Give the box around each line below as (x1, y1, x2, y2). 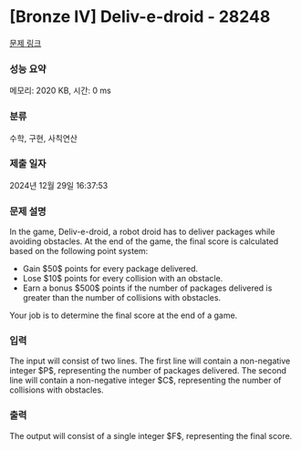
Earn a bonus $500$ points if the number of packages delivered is (22, 282, 273, 293)
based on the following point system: (9, 246, 149, 257)
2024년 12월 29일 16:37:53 (9, 179, 109, 190)
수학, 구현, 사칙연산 (9, 132, 78, 143)
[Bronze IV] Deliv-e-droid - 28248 (9, 6, 271, 27)
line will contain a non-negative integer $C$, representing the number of (9, 375, 282, 386)
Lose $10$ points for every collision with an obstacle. (22, 273, 223, 284)
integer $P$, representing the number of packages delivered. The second (9, 365, 287, 376)
